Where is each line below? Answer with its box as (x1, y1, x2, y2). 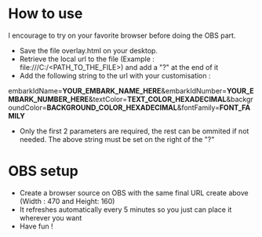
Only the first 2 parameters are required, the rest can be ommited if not (19, 126, 249, 136)
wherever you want (19, 213, 82, 222)
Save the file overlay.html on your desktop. (19, 46, 158, 55)
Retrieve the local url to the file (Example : (19, 54, 155, 64)
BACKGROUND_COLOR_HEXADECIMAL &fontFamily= (46, 103, 220, 112)
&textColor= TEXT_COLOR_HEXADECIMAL (88, 94, 227, 104)
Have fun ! (19, 221, 53, 231)
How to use (8, 5, 83, 23)
